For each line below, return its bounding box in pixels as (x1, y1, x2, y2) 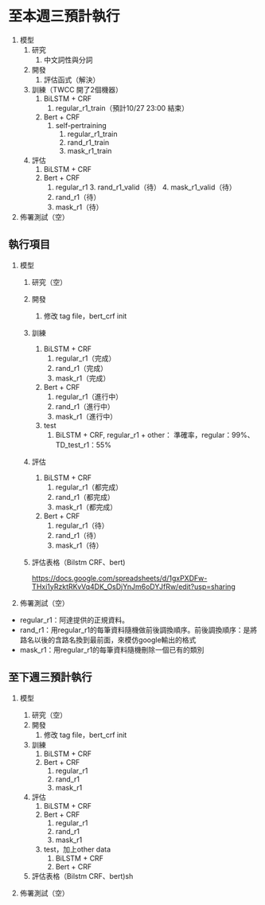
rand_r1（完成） (55, 363, 107, 373)
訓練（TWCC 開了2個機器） (31, 84, 123, 94)
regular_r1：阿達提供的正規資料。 (19, 614, 130, 625)
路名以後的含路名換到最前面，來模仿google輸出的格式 (19, 634, 197, 645)
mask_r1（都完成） (55, 502, 118, 512)
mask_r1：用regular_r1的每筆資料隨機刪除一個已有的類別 (19, 645, 205, 654)
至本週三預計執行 (8, 7, 121, 25)
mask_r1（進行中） (55, 412, 118, 421)
